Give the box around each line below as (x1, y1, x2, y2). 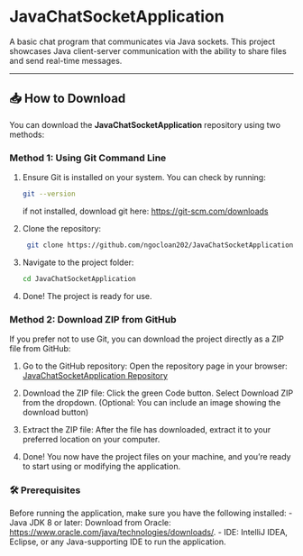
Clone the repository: (22, 223, 102, 233)
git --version (22, 189, 76, 199)
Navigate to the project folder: (22, 257, 134, 268)
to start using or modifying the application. (22, 460, 181, 471)
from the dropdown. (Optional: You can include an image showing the (22, 396, 281, 407)
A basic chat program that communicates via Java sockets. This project (9, 36, 276, 47)
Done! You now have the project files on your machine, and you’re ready (22, 451, 291, 461)
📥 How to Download (9, 91, 126, 106)
